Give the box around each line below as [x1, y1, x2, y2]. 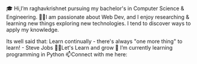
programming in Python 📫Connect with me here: [6, 51, 128, 58]
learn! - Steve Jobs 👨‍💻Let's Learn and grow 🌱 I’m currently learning [6, 44, 173, 51]
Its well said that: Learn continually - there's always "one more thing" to [6, 38, 183, 45]
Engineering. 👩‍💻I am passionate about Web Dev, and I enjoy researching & [6, 14, 190, 20]
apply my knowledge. [6, 26, 59, 33]
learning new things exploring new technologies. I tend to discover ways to [6, 20, 191, 27]
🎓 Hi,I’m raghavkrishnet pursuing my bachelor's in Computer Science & [6, 5, 184, 12]
